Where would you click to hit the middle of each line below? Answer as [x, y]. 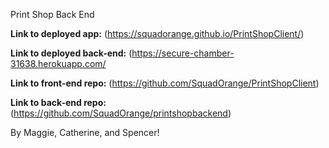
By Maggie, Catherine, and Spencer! [85, 132]
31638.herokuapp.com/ [58, 63]
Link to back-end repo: [58, 102]
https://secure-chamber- [183, 53]
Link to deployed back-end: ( [71, 53]
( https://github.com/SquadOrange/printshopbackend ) [121, 113]
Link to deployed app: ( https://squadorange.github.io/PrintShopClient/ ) [157, 33]
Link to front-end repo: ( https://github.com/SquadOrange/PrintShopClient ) [165, 83]
